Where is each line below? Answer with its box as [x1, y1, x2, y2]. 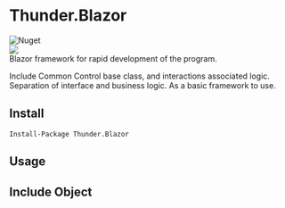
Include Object [9, 184, 93, 199]
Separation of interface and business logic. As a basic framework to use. [9, 79, 276, 90]
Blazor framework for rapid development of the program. [9, 53, 217, 63]
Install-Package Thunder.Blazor [9, 129, 129, 138]
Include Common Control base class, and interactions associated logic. [9, 71, 270, 81]
